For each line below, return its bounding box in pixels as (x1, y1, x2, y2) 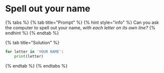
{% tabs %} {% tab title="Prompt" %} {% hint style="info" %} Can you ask (5, 19, 159, 25)
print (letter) (14, 54, 44, 59)
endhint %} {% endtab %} (5, 30, 59, 36)
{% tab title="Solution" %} (5, 39, 60, 45)
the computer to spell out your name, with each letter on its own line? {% (5, 24, 155, 30)
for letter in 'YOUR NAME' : (5, 49, 64, 54)
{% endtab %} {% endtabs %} (5, 63, 68, 69)
